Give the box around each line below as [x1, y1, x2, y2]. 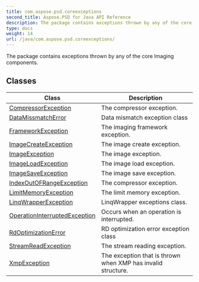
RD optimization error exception [101, 224, 190, 233]
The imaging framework [101, 123, 168, 131]
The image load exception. [101, 159, 175, 167]
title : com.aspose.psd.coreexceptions [6, 8, 102, 15]
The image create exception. [101, 140, 181, 148]
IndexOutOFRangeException [9, 179, 88, 187]
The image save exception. [101, 169, 176, 177]
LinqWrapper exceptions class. [101, 198, 188, 206]
